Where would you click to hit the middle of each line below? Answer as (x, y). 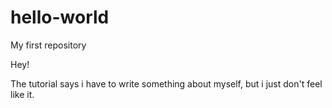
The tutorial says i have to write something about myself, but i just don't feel (166, 83)
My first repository (48, 45)
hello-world (60, 17)
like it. (22, 94)
